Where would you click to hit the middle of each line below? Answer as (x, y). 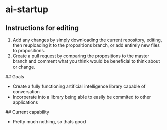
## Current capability (27, 112)
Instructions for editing (42, 28)
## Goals (15, 76)
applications (25, 102)
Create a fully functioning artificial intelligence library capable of (79, 86)
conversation (26, 91)
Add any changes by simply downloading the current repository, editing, (87, 40)
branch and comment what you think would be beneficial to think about (86, 61)
